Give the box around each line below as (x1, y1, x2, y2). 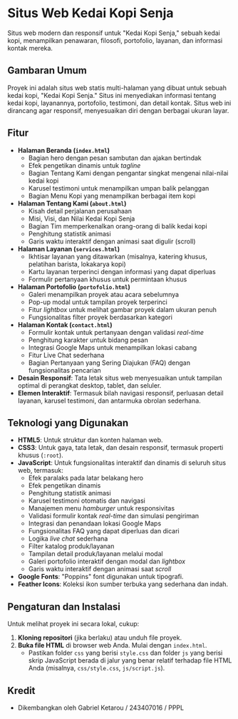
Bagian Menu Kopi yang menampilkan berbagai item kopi (28, 191, 196, 200)
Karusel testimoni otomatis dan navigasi (28, 496, 146, 505)
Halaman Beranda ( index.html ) (17, 146, 110, 154)
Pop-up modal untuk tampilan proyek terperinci (28, 298, 167, 306)
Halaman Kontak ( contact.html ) (17, 320, 113, 329)
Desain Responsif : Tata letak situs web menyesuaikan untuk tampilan (17, 373, 222, 382)
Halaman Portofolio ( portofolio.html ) (17, 282, 130, 291)
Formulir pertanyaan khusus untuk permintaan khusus (28, 275, 187, 283)
